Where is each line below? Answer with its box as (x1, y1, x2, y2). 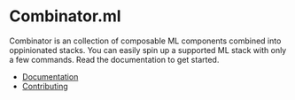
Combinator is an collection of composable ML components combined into (9, 35, 282, 46)
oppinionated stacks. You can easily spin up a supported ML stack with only (9, 44, 287, 55)
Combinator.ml (9, 6, 121, 27)
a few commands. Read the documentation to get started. (9, 54, 220, 65)
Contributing (21, 81, 68, 91)
